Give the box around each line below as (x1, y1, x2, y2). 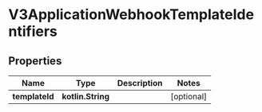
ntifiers (8, 22, 58, 41)
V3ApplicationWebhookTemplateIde (8, 6, 254, 24)
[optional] (170, 91, 208, 102)
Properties (8, 54, 62, 68)
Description (117, 78, 163, 88)
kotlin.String (62, 91, 110, 102)
